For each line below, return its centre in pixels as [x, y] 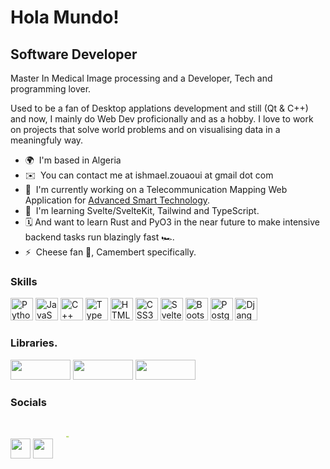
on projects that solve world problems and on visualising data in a [145, 129]
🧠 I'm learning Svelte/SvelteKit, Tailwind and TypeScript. [142, 210]
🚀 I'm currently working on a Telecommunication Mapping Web [156, 189]
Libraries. [34, 343]
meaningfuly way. [47, 140]
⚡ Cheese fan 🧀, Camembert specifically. [110, 252]
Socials [28, 402]
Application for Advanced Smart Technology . [117, 200]
